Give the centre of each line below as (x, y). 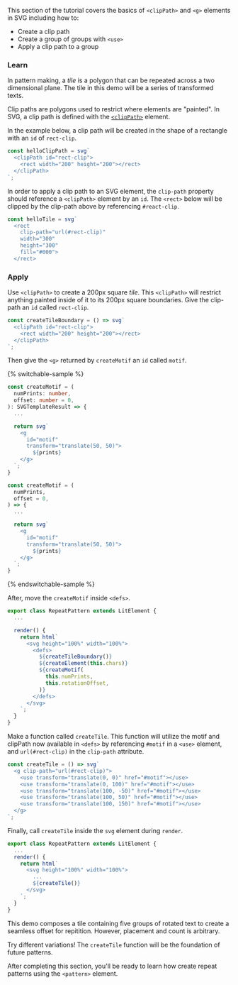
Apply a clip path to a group (58, 46)
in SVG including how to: (43, 18)
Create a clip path (44, 32)
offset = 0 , (32, 499)
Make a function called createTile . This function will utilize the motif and (114, 737)
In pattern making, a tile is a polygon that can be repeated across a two (111, 80)
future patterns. (30, 952)
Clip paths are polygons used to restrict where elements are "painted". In (113, 109)
